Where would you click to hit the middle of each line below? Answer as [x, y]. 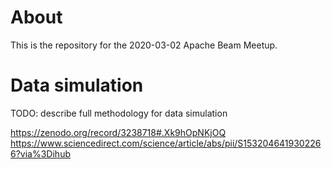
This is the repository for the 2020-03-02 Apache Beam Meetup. [144, 45]
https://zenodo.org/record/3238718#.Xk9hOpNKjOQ [118, 132]
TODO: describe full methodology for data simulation [119, 113]
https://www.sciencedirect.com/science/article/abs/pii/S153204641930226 [166, 143]
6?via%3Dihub [40, 153]
